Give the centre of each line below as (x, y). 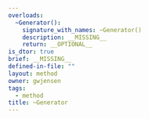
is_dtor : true (31, 52)
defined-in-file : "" (42, 67)
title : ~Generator (38, 103)
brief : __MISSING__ (40, 59)
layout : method (33, 74)
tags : (17, 88)
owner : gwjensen (35, 81)
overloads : (26, 15)
